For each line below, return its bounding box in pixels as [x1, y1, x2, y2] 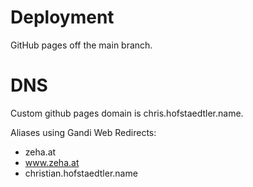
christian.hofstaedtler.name [24, 167, 138, 179]
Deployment [10, 6, 115, 29]
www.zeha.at [24, 156, 80, 168]
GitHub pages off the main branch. [10, 39, 153, 51]
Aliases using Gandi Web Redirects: [10, 126, 157, 138]
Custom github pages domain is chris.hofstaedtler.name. [10, 107, 244, 119]
